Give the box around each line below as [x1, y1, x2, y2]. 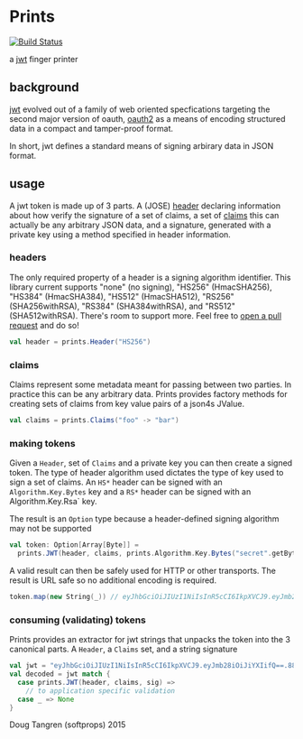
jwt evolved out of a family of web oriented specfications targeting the [9, 104, 271, 115]
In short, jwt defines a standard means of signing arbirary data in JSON [9, 140, 274, 151]
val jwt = [9, 661, 47, 670]
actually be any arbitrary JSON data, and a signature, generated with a [9, 219, 271, 230]
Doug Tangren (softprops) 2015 [9, 719, 126, 730]
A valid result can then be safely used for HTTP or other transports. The [9, 565, 277, 576]
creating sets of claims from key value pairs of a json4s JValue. [9, 399, 245, 410]
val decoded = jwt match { [9, 670, 111, 679]
